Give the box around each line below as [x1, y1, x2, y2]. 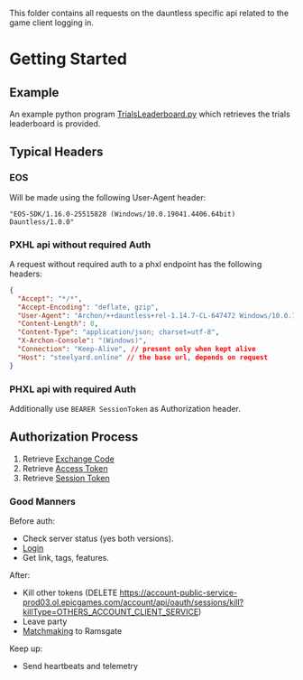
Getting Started [9, 49, 128, 70]
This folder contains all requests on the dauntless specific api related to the [9, 8, 289, 18]
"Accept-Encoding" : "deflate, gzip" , [17, 303, 160, 312]
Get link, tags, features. [22, 553, 110, 564]
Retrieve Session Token [22, 472, 110, 483]
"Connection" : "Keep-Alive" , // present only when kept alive [17, 345, 256, 354]
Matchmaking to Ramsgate [22, 626, 123, 637]
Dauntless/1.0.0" [9, 217, 75, 227]
